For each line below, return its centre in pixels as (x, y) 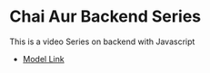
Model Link (44, 59)
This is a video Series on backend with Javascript (102, 41)
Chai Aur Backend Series (105, 17)
